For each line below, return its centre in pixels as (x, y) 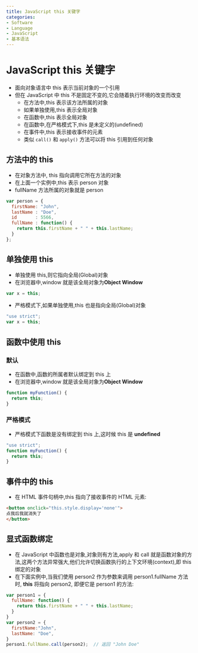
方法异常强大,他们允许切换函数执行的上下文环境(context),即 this (114, 561)
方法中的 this (30, 160)
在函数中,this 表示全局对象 (55, 117)
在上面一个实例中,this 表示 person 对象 (62, 182)
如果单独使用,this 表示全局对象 (61, 109)
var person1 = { (26, 595)
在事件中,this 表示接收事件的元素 (63, 132)
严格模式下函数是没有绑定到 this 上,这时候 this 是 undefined (87, 434)
